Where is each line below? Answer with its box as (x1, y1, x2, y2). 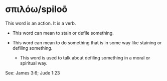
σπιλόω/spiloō (5, 4, 68, 15)
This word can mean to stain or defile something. (12, 30, 114, 36)
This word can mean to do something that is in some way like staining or (12, 39, 162, 46)
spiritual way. (20, 60, 48, 66)
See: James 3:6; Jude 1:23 (5, 69, 60, 76)
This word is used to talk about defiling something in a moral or (20, 54, 150, 61)
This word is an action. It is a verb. (5, 20, 76, 26)
